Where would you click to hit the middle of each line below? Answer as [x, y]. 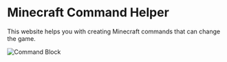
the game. [21, 38]
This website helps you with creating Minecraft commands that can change [114, 31]
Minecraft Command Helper [88, 13]
